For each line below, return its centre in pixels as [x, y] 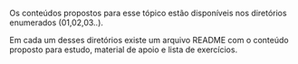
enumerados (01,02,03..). [57, 23]
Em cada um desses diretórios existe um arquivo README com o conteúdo [149, 40]
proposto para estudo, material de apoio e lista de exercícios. [124, 50]
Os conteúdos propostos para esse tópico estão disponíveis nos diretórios [148, 13]
